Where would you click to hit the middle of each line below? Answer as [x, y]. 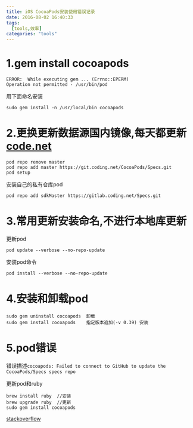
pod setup [18, 173]
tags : [13, 23]
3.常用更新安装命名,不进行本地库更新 [96, 221]
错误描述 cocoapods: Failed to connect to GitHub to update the [86, 365]
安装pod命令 [21, 262]
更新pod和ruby [24, 383]
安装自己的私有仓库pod [35, 184]
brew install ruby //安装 [39, 396]
